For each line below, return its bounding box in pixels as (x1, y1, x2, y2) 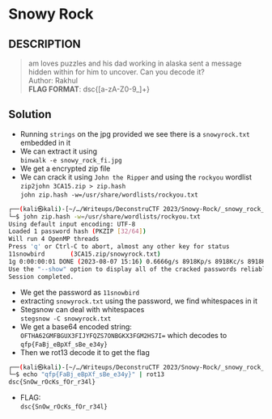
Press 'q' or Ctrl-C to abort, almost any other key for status (8, 243, 230, 251)
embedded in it (19, 138, 71, 147)
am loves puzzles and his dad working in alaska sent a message (28, 58, 242, 68)
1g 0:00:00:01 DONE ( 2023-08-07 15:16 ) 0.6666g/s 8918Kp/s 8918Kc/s (8, 257, 244, 265)
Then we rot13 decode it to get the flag (19, 347, 150, 357)
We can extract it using (19, 146, 98, 156)
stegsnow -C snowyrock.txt (19, 315, 112, 323)
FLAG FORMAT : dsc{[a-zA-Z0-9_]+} (28, 84, 150, 94)
